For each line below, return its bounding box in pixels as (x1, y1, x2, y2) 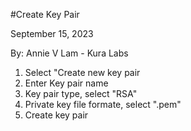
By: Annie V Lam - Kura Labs (10, 47, 129, 59)
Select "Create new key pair (24, 67, 141, 78)
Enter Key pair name (24, 77, 109, 89)
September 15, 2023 (10, 28, 94, 39)
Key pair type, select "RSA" (24, 88, 138, 99)
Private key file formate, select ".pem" (24, 99, 182, 110)
